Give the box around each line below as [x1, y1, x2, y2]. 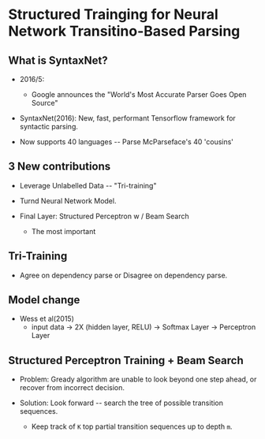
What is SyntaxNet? [8, 54, 108, 67]
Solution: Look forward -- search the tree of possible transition [19, 398, 223, 407]
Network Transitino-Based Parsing [8, 22, 241, 40]
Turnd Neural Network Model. [19, 195, 117, 206]
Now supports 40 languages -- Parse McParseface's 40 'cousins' [19, 137, 234, 147]
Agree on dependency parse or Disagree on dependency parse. [19, 270, 228, 280]
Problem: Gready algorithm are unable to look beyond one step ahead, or [19, 374, 257, 384]
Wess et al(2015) [19, 314, 75, 324]
